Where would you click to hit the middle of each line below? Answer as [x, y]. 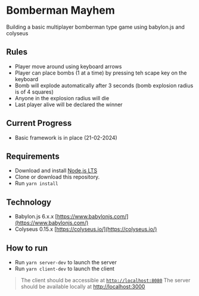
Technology [29, 202]
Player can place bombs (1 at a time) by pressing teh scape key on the [101, 73]
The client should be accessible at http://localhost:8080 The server [105, 280]
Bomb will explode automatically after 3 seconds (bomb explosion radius [104, 85]
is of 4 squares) [34, 92]
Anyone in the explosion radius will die [62, 98]
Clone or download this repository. [57, 177]
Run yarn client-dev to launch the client [65, 269]
